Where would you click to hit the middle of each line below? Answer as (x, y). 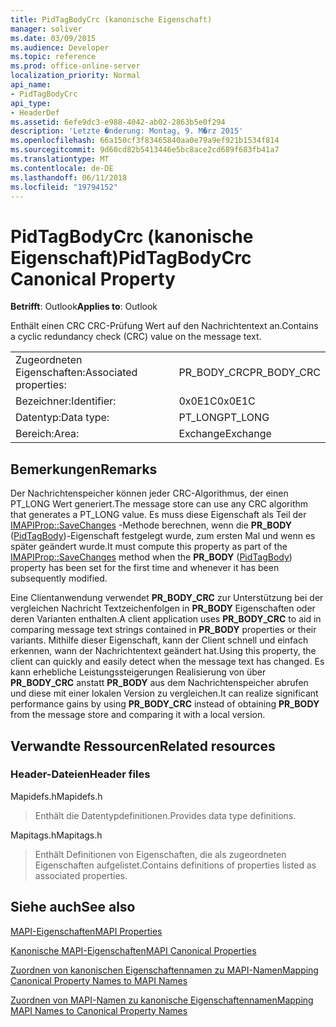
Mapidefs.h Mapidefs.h (56, 796)
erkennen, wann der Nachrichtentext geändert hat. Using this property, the (163, 651)
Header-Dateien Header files (80, 774)
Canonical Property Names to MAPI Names (99, 980)
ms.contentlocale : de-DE (62, 168)
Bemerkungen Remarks (84, 469)
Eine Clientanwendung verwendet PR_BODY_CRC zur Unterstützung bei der (167, 598)
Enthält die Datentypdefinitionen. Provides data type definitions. (165, 815)
